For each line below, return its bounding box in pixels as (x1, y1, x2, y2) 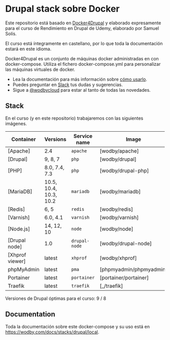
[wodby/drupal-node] (99, 240, 152, 247)
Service (73, 132, 93, 139)
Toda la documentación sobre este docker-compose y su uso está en (5, 323, 150, 329)
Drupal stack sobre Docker (5, 3, 120, 15)
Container (11, 135, 36, 142)
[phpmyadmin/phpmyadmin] (99, 266, 168, 273)
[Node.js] (8, 225, 30, 232)
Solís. (5, 30, 17, 36)
